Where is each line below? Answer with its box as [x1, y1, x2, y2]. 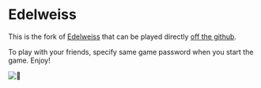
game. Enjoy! [8, 55, 51, 65]
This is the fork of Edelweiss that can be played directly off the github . [8, 32, 237, 41]
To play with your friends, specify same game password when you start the [8, 47, 254, 56]
